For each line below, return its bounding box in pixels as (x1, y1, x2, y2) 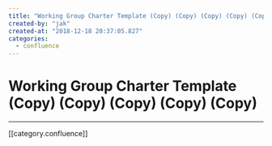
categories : (8, 34, 49, 43)
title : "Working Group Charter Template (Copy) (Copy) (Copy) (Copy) (8, 11, 249, 20)
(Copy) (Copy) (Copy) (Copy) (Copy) (8, 94, 257, 113)
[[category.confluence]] (8, 129, 88, 139)
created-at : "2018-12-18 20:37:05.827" (8, 27, 143, 35)
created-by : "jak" (8, 19, 70, 28)
